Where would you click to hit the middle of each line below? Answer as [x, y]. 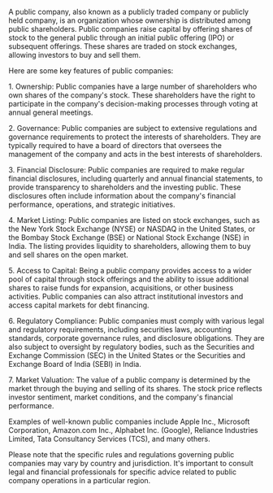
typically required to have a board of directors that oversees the [115, 145]
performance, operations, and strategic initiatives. [92, 204]
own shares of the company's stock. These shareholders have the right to [132, 95]
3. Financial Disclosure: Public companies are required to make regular [127, 170]
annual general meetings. [51, 112]
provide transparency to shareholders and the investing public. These [125, 187]
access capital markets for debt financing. [79, 305]
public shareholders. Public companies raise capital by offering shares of [131, 29]
